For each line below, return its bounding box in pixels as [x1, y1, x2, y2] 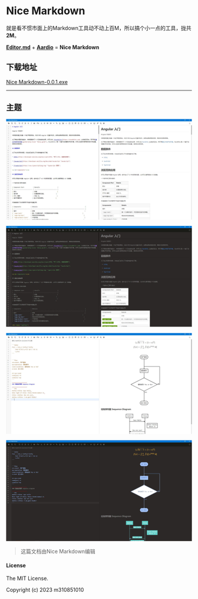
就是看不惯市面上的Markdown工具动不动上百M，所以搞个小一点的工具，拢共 [6, 24, 192, 31]
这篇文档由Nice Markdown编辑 [20, 548, 95, 555]
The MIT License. [6, 575, 49, 582]
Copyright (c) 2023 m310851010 [6, 587, 84, 594]
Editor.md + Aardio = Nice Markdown [6, 43, 100, 51]
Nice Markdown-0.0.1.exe [6, 78, 68, 85]
